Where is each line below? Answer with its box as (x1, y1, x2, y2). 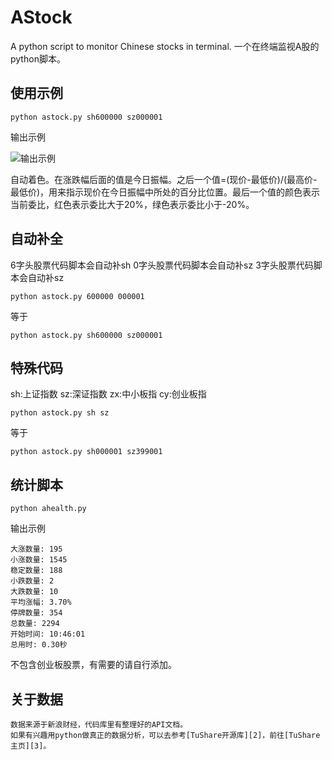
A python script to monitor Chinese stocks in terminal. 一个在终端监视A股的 (10, 40, 320, 52)
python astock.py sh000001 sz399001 (10, 447, 163, 457)
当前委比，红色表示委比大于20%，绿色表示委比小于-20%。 (10, 198, 255, 210)
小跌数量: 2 (10, 576, 55, 586)
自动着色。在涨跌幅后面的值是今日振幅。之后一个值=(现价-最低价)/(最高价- (10, 173, 318, 185)
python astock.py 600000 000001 (10, 291, 145, 301)
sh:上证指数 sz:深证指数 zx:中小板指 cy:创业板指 (10, 388, 207, 400)
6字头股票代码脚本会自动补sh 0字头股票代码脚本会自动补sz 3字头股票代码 (10, 259, 314, 271)
